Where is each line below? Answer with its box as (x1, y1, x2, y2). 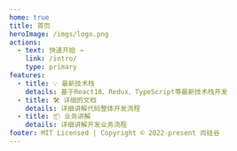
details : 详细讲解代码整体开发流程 (25, 104, 140, 113)
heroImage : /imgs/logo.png (9, 29, 109, 38)
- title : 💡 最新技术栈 (17, 79, 95, 88)
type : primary (25, 63, 77, 72)
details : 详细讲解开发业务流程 (25, 121, 128, 130)
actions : (9, 37, 42, 47)
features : (9, 71, 46, 80)
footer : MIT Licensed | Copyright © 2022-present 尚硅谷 (9, 129, 220, 138)
